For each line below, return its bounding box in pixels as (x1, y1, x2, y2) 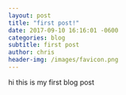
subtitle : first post (8, 41, 80, 49)
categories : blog (8, 33, 66, 42)
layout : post (8, 11, 52, 20)
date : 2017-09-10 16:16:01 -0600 (8, 26, 119, 34)
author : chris (8, 48, 55, 56)
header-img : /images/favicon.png (8, 56, 119, 64)
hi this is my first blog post (8, 77, 95, 87)
